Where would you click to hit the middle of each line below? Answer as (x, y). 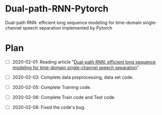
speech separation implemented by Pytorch (68, 27)
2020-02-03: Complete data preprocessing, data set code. (73, 77)
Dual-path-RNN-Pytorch (57, 9)
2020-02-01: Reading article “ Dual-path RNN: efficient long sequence (84, 62)
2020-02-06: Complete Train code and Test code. (64, 97)
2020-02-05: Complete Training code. (52, 87)
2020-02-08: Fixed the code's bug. (49, 107)
